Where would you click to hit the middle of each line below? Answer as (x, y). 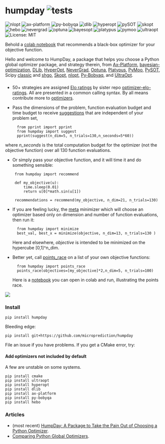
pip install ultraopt (27, 381)
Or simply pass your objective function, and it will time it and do (77, 160)
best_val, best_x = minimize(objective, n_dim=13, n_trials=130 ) (86, 233)
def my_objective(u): (37, 183)
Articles (15, 415)
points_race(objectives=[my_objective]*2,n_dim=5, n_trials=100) (85, 271)
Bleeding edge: (20, 327)
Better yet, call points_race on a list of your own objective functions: (81, 257)
